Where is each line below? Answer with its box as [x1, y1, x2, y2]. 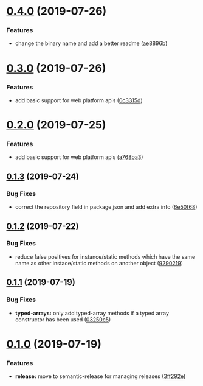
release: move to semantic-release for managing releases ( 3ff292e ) [15, 373, 186, 380]
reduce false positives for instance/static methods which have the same [15, 253, 196, 260]
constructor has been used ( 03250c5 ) [15, 315, 111, 323]
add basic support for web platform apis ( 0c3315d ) [15, 96, 143, 104]
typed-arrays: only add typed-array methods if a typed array [15, 309, 169, 317]
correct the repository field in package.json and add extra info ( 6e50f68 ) [15, 203, 198, 211]
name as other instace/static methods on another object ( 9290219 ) [15, 259, 184, 267]
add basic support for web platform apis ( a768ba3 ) [15, 153, 143, 161]
